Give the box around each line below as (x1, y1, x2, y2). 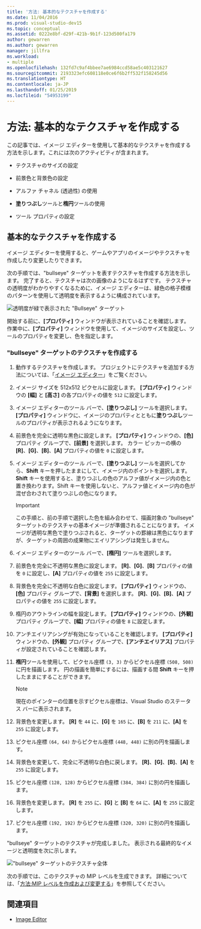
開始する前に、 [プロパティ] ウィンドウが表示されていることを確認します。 (7, 317, 190, 324)
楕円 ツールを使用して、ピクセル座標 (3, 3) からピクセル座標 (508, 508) (15, 658, 194, 665)
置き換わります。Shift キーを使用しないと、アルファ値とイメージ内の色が (15, 482, 196, 489)
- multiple (7, 59, 34, 65)
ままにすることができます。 (26, 673, 95, 680)
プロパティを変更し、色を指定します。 (22, 332, 116, 339)
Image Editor (15, 915, 47, 922)
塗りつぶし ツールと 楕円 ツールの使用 (15, 199, 105, 207)
